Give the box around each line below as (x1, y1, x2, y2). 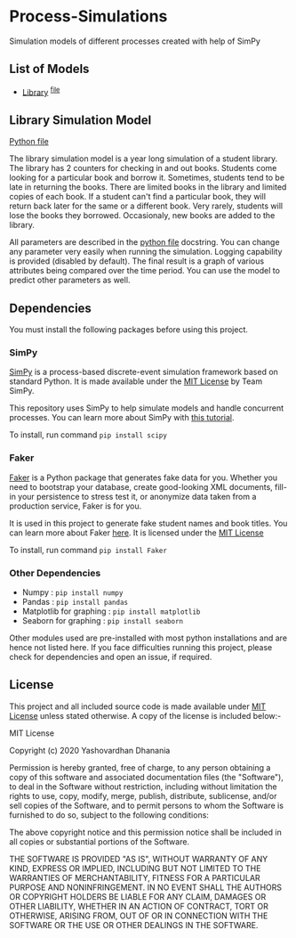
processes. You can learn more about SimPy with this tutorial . (9, 412, 235, 423)
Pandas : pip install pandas (21, 596, 129, 607)
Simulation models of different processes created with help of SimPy (9, 36, 260, 46)
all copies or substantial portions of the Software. (9, 836, 189, 847)
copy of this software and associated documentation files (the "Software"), (9, 771, 284, 782)
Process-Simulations (9, 6, 168, 27)
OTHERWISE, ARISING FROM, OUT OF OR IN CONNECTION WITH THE (9, 910, 268, 921)
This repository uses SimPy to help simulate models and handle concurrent (9, 403, 284, 413)
